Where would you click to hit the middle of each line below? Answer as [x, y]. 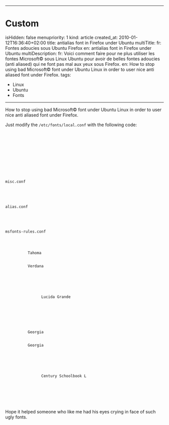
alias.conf [17, 206]
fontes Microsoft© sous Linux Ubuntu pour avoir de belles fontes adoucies [82, 59]
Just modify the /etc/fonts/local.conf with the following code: [71, 125]
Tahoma [34, 253]
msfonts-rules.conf [26, 232]
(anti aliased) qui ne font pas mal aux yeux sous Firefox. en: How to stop [80, 64]
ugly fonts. [16, 417]
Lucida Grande [56, 297]
